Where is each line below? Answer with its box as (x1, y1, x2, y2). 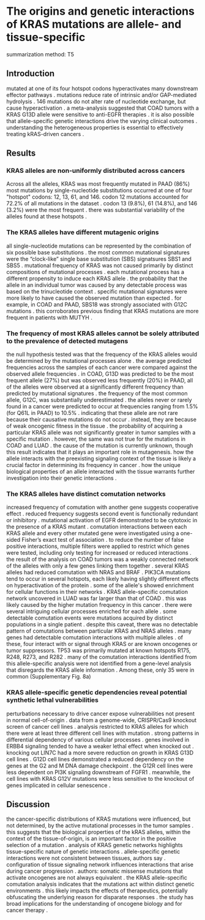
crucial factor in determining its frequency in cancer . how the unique (6, 462, 181, 469)
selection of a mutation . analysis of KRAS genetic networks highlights (6, 842, 183, 849)
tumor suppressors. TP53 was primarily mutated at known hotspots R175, (6, 647, 191, 654)
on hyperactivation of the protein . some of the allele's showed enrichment (6, 582, 195, 589)
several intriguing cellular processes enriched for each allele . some (6, 608, 177, 615)
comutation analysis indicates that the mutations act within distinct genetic (6, 881, 195, 888)
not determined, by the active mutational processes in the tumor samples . (6, 822, 194, 829)
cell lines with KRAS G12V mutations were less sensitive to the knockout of (6, 775, 195, 782)
